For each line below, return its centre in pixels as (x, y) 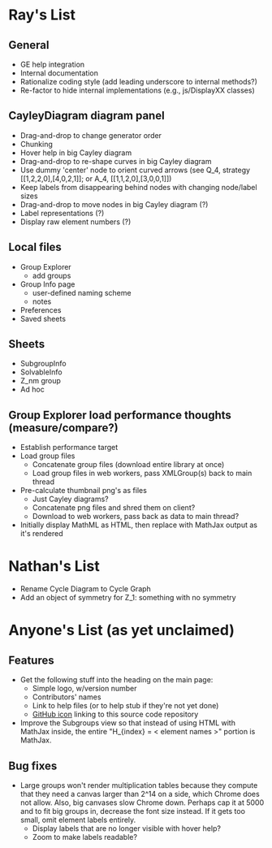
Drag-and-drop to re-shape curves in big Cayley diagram (116, 161)
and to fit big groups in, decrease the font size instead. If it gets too (133, 811)
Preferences (41, 309)
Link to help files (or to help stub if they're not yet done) (125, 706)
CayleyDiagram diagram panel (86, 116)
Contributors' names (67, 697)
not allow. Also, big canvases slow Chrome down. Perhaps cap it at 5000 (142, 803)
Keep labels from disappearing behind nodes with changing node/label (138, 187)
